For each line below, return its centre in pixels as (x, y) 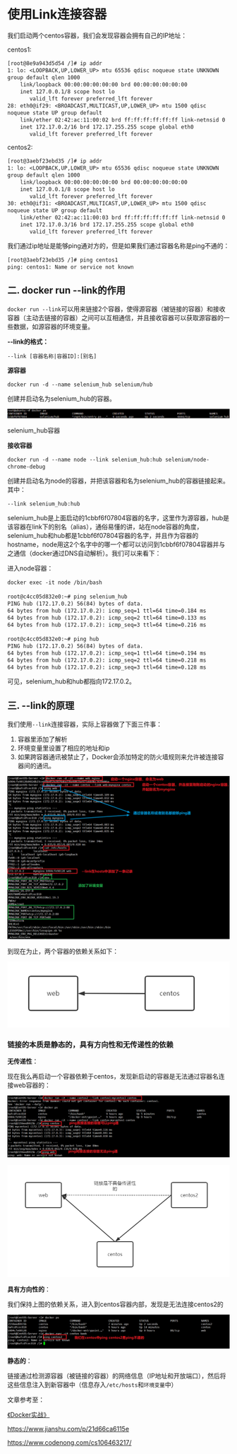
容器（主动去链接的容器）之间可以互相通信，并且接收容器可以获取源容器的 (115, 317)
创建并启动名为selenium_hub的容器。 (62, 398)
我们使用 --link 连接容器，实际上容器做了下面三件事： (85, 724)
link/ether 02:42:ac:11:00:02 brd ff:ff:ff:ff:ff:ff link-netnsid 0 (123, 120)
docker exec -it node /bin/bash (55, 582)
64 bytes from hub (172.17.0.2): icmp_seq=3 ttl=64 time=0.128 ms (107, 667)
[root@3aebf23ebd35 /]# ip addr (55, 161)
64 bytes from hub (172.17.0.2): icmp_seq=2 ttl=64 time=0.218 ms (107, 660)
